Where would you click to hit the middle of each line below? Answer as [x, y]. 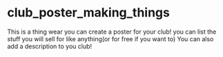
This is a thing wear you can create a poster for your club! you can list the [112, 32]
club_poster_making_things [89, 13]
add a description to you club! [50, 46]
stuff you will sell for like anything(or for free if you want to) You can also [110, 38]
